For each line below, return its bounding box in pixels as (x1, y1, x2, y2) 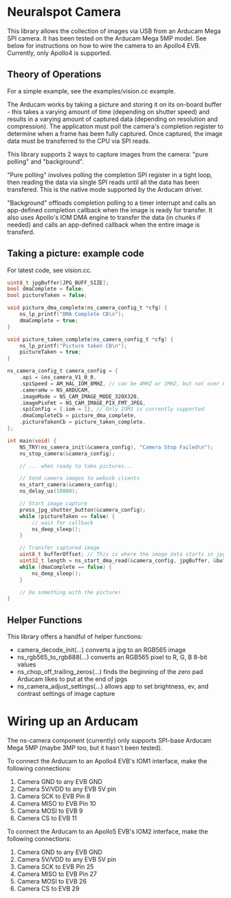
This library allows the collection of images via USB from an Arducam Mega (7, 27, 221, 35)
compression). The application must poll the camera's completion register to (7, 122, 223, 131)
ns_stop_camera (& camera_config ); (19, 450, 115, 457)
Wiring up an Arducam (7, 714, 139, 729)
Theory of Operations (7, 69, 102, 80)
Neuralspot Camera (7, 4, 122, 20)
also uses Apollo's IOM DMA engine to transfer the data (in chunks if (7, 213, 201, 221)
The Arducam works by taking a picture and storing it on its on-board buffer (7, 100, 222, 109)
